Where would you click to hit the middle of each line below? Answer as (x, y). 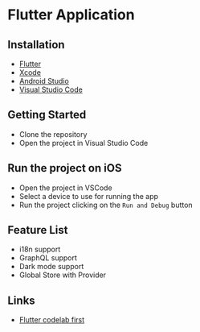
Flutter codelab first (52, 320)
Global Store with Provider (62, 275)
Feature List (38, 230)
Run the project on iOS (65, 168)
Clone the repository (53, 134)
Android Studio (44, 81)
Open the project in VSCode (66, 188)
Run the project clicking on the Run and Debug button (106, 205)
